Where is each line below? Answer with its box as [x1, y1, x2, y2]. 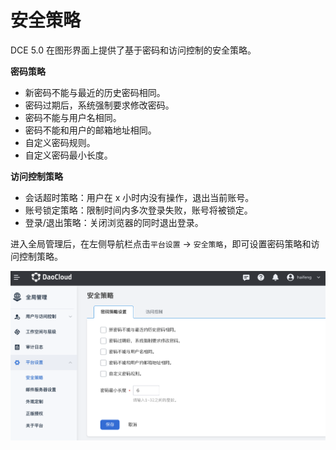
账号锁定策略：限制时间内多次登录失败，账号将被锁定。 [24, 204, 253, 216]
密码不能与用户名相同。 [24, 111, 122, 123]
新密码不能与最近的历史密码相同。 [24, 86, 166, 98]
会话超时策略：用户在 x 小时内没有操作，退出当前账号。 [24, 191, 255, 203]
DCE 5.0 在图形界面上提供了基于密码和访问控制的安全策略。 [10, 44, 257, 56]
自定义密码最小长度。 [24, 149, 113, 161]
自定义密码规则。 [24, 136, 96, 148]
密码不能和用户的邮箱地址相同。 [24, 124, 157, 136]
